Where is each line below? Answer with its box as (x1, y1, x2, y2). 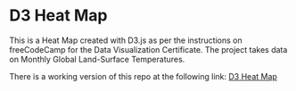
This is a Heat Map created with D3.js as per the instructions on (9, 35, 243, 45)
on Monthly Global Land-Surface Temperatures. (9, 54, 185, 64)
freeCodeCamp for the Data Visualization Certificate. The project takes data (9, 44, 288, 54)
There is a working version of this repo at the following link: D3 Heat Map (9, 70, 278, 81)
